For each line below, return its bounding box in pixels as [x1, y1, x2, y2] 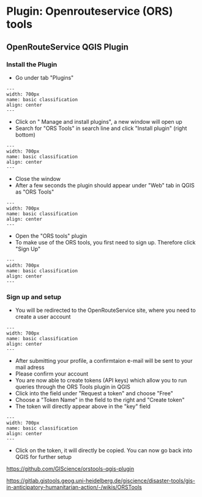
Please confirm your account [15, 370, 89, 377]
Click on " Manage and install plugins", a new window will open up [15, 118, 182, 125]
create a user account [15, 313, 71, 321]
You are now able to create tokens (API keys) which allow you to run [15, 377, 187, 384]
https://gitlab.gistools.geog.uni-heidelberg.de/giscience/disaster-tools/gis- [6, 477, 196, 485]
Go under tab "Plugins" [15, 74, 74, 81]
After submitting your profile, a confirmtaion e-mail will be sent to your [15, 357, 193, 365]
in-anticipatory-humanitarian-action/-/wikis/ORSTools [6, 484, 142, 491]
